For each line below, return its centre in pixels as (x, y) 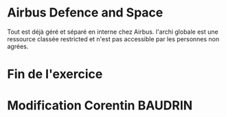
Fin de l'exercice (55, 74)
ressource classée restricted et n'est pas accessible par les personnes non (113, 39)
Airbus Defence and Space (85, 13)
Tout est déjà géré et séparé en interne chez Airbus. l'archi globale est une (113, 32)
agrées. (18, 46)
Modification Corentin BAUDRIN (100, 106)
